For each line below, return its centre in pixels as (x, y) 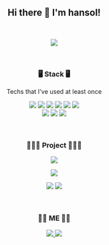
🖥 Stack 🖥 (54, 74)
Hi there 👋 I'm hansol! (54, 13)
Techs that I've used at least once (54, 92)
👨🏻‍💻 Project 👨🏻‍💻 (54, 146)
